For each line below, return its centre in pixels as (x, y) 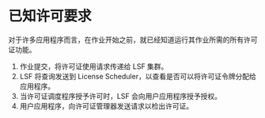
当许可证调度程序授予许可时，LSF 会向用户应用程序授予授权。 (120, 96)
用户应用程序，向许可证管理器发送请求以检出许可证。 (106, 106)
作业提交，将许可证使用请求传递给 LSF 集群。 (94, 66)
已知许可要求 (50, 16)
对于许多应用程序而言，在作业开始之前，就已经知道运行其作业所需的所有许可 (133, 40)
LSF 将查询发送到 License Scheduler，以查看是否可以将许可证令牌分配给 (138, 76)
